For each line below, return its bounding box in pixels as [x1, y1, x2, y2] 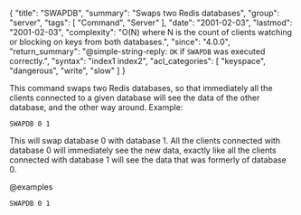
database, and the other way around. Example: [9, 102, 183, 112]
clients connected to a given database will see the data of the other [9, 92, 260, 103]
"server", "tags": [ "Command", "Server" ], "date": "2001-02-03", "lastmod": [9, 17, 293, 28]
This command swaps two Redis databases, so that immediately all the [9, 83, 273, 93]
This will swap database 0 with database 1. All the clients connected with [9, 136, 281, 145]
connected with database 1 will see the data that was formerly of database [9, 154, 287, 165]
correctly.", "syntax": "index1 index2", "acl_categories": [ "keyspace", [9, 56, 267, 66]
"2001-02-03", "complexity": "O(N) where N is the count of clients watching [9, 27, 292, 37]
